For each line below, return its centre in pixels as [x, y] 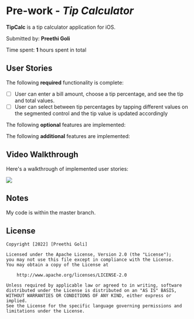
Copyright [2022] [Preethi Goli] [47, 244]
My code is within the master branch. [51, 212]
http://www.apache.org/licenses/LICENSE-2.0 [72, 275]
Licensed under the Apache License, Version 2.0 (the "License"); [89, 255]
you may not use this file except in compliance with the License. [90, 260]
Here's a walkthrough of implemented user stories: [67, 169]
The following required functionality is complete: [65, 82]
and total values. [35, 100]
